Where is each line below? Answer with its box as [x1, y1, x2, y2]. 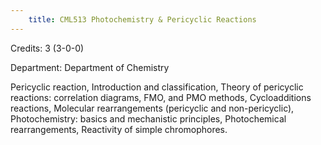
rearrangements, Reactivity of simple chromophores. [10, 123, 228, 135]
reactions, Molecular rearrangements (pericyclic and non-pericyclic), [10, 102, 295, 114]
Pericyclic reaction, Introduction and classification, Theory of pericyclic [10, 81, 304, 93]
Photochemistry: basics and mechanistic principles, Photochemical [10, 112, 287, 125]
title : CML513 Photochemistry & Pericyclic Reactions [28, 14, 257, 25]
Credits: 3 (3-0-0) [10, 42, 85, 54]
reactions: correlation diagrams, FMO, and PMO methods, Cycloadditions [10, 91, 312, 103]
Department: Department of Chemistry [10, 61, 170, 73]
